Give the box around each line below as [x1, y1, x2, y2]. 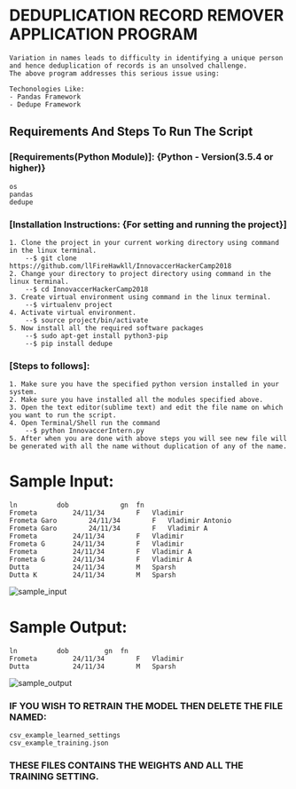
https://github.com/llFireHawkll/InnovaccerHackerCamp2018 [9, 261, 232, 271]
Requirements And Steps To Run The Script [9, 124, 253, 139]
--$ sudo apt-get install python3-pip [25, 331, 168, 340]
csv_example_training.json [9, 738, 109, 748]
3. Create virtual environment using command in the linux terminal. [9, 292, 272, 302]
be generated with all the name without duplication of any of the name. [9, 442, 288, 451]
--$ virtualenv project [25, 300, 113, 309]
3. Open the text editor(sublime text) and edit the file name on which [9, 403, 284, 413]
